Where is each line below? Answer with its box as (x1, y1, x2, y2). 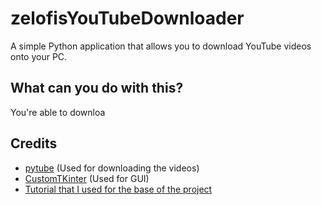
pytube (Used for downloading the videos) (24, 162, 200, 174)
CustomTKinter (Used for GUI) (24, 172, 150, 184)
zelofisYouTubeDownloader (10, 7, 245, 30)
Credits (10, 135, 58, 152)
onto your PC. (10, 50, 68, 62)
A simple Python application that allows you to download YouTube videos (10, 40, 312, 52)
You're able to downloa (10, 106, 106, 118)
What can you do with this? (10, 80, 184, 97)
